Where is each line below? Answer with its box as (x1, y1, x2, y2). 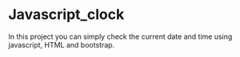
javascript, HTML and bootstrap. (8, 40, 115, 49)
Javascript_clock (8, 6, 125, 24)
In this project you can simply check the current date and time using (8, 32, 233, 41)
